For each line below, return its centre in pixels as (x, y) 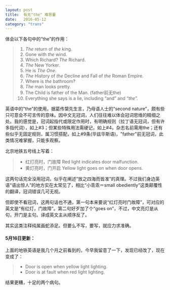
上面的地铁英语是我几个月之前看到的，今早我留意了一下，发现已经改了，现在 (85, 250)
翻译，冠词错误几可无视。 (36, 191)
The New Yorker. (43, 65)
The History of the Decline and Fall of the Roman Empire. (84, 76)
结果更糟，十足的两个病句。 (34, 282)
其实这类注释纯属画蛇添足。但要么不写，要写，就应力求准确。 (70, 226)
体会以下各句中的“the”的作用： (37, 39)
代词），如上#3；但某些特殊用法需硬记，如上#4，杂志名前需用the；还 (86, 128)
